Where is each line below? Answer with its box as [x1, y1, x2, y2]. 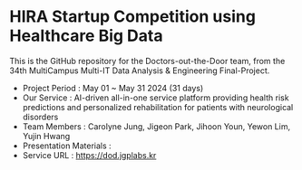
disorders [22, 111, 59, 122]
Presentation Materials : [22, 140, 112, 151]
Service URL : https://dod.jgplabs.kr [22, 149, 157, 160]
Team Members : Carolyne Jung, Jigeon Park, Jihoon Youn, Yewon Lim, [22, 120, 291, 132]
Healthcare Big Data [9, 25, 163, 46]
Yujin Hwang [22, 130, 71, 141]
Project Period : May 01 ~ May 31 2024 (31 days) [22, 82, 204, 93]
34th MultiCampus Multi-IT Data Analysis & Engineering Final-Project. [9, 65, 270, 76]
